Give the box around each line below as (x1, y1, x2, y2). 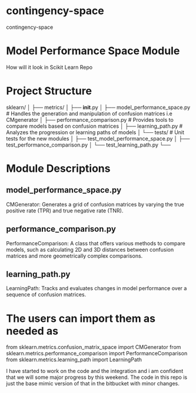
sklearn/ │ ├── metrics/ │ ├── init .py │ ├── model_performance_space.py (6, 104, 191, 111)
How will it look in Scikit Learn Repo (6, 64, 93, 71)
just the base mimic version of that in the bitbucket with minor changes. (6, 380, 180, 387)
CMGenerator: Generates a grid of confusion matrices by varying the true (6, 201, 184, 208)
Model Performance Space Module (6, 44, 180, 58)
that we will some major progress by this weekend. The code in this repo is (6, 374, 187, 381)
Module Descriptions (6, 162, 111, 175)
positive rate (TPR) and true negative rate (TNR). (6, 207, 124, 214)
